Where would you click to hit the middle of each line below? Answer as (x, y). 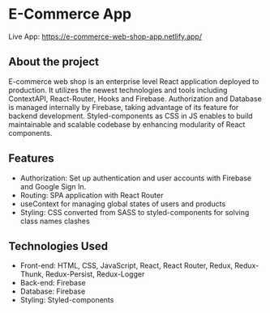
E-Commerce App (70, 14)
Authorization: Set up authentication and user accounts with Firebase (136, 178)
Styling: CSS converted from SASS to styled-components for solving (135, 212)
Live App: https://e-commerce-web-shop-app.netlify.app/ (105, 36)
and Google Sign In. (53, 186)
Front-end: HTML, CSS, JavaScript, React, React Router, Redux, (126, 266)
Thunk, (32, 274)
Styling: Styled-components (67, 300)
